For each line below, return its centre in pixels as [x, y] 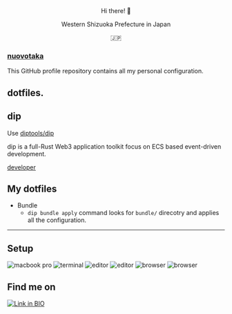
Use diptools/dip [31, 133]
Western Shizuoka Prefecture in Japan [116, 24]
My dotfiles [32, 188]
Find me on [31, 287]
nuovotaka [26, 56]
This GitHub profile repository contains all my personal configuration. [105, 71]
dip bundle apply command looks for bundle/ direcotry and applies [123, 213]
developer [22, 167]
